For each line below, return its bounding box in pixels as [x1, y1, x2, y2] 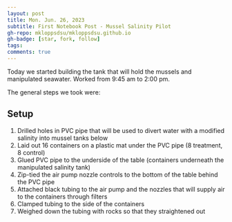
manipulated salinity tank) [17, 163, 91, 171]
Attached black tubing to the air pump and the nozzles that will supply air [17, 185, 225, 193]
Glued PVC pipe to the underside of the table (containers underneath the [17, 156, 224, 164]
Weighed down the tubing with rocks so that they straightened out [17, 207, 206, 215]
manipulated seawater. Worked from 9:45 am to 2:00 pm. [7, 74, 171, 83]
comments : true [7, 49, 51, 56]
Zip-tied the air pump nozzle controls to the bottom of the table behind [17, 170, 219, 179]
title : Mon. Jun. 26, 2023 [7, 17, 85, 23]
